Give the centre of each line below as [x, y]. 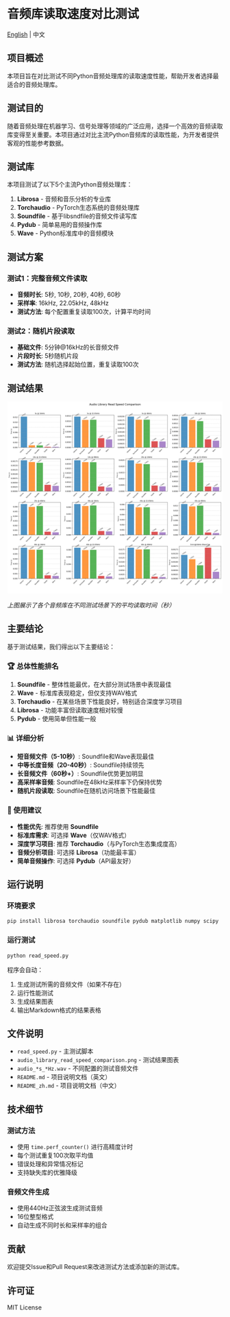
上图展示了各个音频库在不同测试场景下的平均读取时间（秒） [91, 605]
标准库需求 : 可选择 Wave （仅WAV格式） [74, 835]
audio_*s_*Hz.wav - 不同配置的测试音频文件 [78, 1068]
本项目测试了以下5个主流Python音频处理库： [70, 184]
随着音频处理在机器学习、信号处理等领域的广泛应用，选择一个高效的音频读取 [115, 126]
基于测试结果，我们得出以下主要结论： [61, 647]
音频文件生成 [28, 1192]
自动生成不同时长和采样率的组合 [62, 1225]
